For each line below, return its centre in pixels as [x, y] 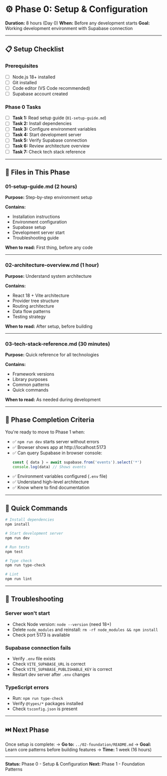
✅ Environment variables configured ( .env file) [60, 476]
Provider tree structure [36, 301]
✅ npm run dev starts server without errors [56, 441]
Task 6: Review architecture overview [51, 146]
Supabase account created [40, 94]
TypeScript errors [27, 687]
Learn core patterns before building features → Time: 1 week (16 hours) [78, 750]
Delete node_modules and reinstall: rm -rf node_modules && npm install [85, 629]
